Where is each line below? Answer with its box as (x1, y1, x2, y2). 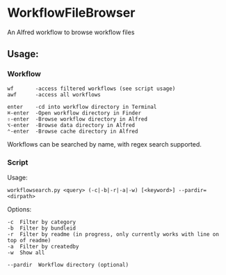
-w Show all (7, 249, 45, 256)
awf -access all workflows (7, 91, 101, 98)
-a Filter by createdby (7, 243, 79, 250)
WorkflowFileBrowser (7, 5, 136, 21)
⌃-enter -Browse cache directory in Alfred (7, 128, 138, 135)
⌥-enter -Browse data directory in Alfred (7, 121, 136, 128)
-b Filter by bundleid (7, 225, 76, 232)
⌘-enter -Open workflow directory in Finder (7, 110, 141, 117)
